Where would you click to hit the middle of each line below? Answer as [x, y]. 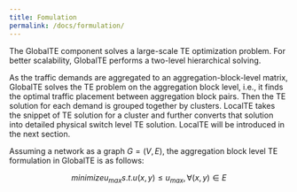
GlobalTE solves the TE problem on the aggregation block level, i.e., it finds [146, 87]
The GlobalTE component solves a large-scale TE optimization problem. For [148, 50]
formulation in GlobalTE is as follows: [77, 160]
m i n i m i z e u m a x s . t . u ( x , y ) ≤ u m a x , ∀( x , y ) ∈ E [149, 178]
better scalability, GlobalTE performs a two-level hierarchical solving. [135, 60]
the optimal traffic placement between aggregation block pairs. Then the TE [148, 96]
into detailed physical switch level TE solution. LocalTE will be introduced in [147, 124]
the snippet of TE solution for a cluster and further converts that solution [141, 115]
